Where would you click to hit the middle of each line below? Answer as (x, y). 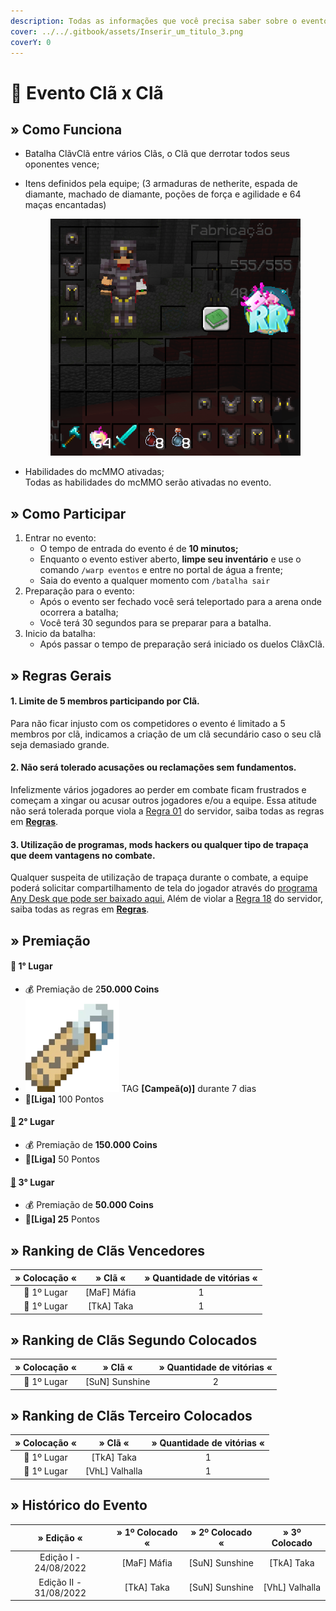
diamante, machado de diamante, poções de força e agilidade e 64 (163, 194)
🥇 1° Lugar (31, 966)
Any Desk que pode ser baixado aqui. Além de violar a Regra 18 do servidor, (167, 899)
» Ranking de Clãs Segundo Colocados (134, 1340)
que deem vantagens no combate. (83, 855)
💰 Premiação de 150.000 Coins (91, 1144)
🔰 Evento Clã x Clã (87, 92)
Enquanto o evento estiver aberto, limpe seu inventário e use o (170, 559)
